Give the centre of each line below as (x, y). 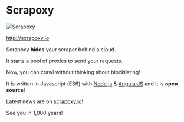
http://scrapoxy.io (28, 38)
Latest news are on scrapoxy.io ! (45, 101)
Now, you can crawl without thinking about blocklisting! (73, 72)
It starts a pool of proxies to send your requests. (64, 61)
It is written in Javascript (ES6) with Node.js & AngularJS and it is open (92, 84)
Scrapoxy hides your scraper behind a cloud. (61, 49)
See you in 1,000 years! (34, 113)
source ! (16, 90)
